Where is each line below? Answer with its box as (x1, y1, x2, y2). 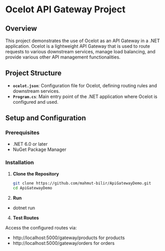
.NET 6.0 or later (12, 141, 48, 147)
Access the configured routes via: (5, 224, 77, 230)
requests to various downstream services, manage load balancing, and (5, 49, 156, 54)
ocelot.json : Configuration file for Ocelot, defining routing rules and (12, 82, 157, 88)
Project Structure (5, 69, 62, 78)
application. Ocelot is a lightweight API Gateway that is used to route (5, 43, 150, 49)
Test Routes (12, 215, 40, 221)
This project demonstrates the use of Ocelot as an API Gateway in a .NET (5, 37, 160, 44)
